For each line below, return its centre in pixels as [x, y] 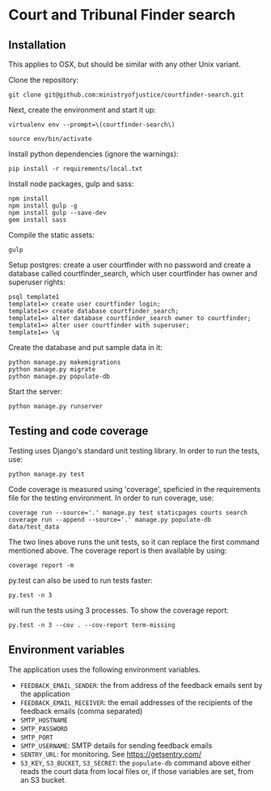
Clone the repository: [44, 80]
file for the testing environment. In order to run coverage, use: [111, 498]
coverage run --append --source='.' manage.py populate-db [110, 519]
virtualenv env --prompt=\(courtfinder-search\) [92, 125]
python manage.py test [47, 474]
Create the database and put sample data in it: [86, 347]
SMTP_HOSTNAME [44, 720]
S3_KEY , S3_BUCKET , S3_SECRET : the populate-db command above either [135, 763]
